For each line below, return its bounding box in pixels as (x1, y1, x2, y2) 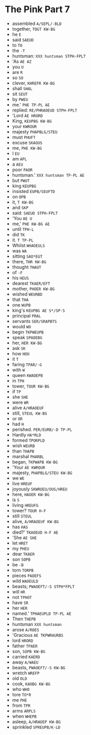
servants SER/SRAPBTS (12, 318, 57, 324)
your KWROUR (12, 123, 37, 129)
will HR (12, 588, 25, 594)
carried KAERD (12, 654, 40, 660)
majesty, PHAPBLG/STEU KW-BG (12, 470, 72, 476)
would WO (12, 323, 31, 330)
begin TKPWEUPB (12, 329, 44, 335)
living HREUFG (12, 502, 39, 508)
